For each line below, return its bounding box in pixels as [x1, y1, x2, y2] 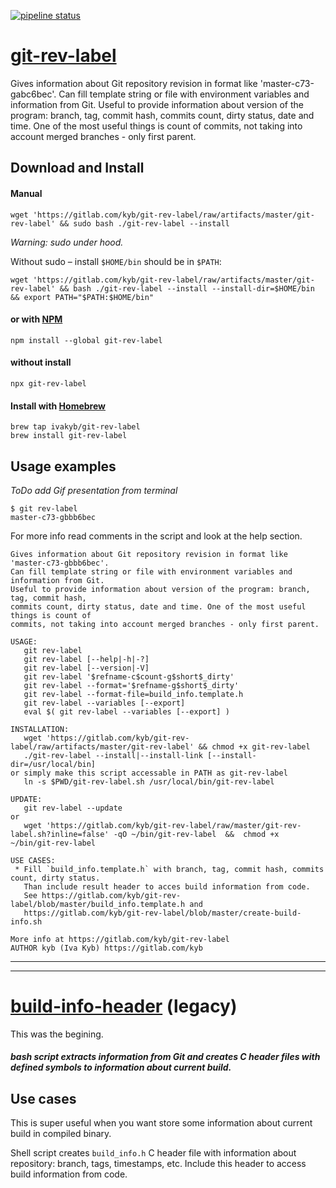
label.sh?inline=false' [10, 829, 110, 839]
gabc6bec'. [10, 88, 57, 100]
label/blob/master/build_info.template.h [10, 899, 186, 909]
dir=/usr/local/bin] [10, 759, 97, 769]
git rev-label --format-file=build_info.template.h [23, 689, 244, 699]
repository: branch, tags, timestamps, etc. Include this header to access [10, 1158, 307, 1170]
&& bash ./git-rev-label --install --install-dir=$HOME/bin [59, 283, 315, 294]
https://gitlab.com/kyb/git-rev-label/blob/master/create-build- [23, 908, 302, 918]
